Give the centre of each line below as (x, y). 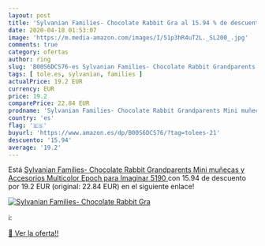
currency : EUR (32, 89)
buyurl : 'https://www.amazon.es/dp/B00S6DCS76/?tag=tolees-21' (114, 132)
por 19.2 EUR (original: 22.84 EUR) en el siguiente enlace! (101, 187)
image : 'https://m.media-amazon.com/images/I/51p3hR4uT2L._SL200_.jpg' (128, 37)
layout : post (30, 15)
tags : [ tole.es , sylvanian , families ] (76, 74)
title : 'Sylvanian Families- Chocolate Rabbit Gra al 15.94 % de (118, 23)
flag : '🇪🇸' (28, 125)
